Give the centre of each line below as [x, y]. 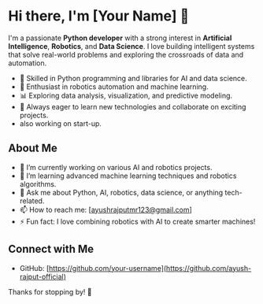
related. [32, 201]
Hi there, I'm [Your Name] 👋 [99, 16]
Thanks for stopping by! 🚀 [50, 291]
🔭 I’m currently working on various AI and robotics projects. [116, 167]
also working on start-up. [61, 123]
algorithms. [38, 184]
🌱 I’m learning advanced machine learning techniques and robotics [128, 176]
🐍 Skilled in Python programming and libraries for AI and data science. [133, 78]
